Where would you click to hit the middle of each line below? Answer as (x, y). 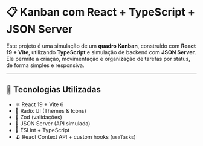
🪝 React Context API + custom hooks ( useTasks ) (75, 136)
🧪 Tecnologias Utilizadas (53, 90)
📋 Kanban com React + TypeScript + (101, 12)
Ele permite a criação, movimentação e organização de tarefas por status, (98, 59)
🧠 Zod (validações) (38, 117)
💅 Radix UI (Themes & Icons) (50, 110)
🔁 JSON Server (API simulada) (53, 123)
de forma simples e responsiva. (45, 65)
